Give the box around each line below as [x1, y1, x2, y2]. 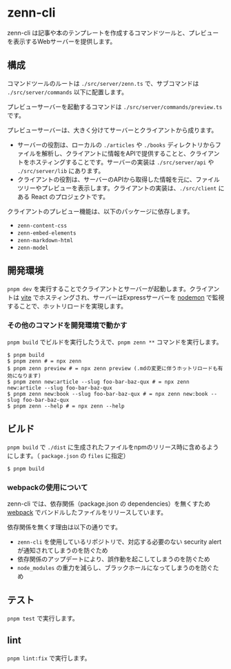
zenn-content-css [17, 222, 68, 229]
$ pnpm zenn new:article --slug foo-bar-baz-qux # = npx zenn [7, 378, 190, 385]
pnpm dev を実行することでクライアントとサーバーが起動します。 [7, 284, 190, 293]
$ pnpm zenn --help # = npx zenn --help [7, 403, 125, 410]
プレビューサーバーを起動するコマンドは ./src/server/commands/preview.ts [7, 102, 223, 111]
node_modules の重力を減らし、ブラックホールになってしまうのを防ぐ [17, 563, 213, 571]
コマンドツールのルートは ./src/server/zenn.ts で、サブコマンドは [7, 79, 199, 87]
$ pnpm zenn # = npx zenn [7, 358, 81, 365]
